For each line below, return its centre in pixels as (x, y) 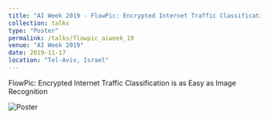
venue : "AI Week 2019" (46, 46)
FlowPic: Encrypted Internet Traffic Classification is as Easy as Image (122, 83)
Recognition (28, 91)
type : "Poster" (34, 30)
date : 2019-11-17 (37, 53)
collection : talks (39, 23)
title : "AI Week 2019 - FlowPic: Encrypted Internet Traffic (112, 16)
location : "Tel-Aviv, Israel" (59, 61)
